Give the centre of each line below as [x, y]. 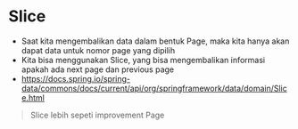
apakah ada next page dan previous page [98, 69]
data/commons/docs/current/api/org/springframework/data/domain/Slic [154, 88]
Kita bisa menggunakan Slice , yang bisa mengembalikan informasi [143, 60]
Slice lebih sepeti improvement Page [97, 115]
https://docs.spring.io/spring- [76, 78]
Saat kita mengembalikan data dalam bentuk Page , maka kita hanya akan [155, 41]
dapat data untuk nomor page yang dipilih [98, 50]
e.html [33, 97]
